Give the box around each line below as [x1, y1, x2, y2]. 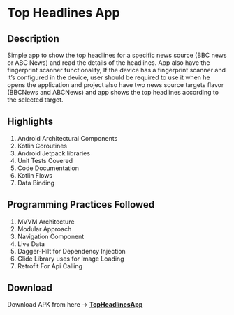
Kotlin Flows [17, 171, 53, 179]
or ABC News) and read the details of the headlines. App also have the [7, 59, 211, 67]
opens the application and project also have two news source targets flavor [7, 81, 224, 89]
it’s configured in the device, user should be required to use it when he [7, 73, 211, 82]
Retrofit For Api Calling [17, 261, 82, 270]
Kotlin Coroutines [17, 141, 68, 150]
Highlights [7, 116, 54, 128]
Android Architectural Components [17, 134, 118, 142]
